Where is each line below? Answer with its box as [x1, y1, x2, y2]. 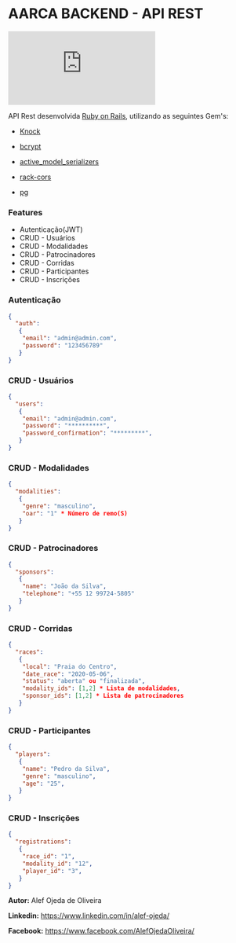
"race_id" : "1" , [22, 853, 76, 860]
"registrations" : [15, 838, 72, 846]
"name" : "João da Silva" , [22, 582, 107, 590]
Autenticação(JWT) [19, 225, 84, 234]
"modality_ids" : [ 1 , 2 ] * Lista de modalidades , [22, 684, 180, 692]
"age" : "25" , [22, 780, 65, 787]
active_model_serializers [19, 156, 100, 166]
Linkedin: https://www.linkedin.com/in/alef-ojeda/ [8, 911, 170, 920]
